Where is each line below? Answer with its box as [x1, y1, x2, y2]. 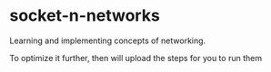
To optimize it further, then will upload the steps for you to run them [9, 52, 262, 63]
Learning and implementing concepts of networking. [9, 35, 206, 46]
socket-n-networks [9, 5, 161, 26]
